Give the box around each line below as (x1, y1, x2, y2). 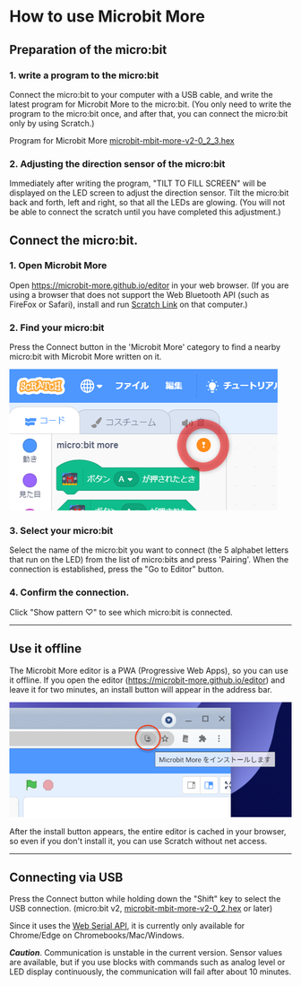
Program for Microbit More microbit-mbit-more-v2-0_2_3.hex (9, 135, 235, 145)
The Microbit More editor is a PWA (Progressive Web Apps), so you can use (9, 665, 288, 676)
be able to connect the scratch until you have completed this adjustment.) (9, 206, 281, 217)
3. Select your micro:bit (9, 525, 114, 537)
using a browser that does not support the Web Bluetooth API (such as (9, 289, 270, 300)
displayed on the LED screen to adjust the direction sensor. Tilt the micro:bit (9, 188, 289, 198)
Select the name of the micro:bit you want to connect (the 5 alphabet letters (9, 545, 289, 555)
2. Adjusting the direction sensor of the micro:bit (9, 157, 226, 170)
